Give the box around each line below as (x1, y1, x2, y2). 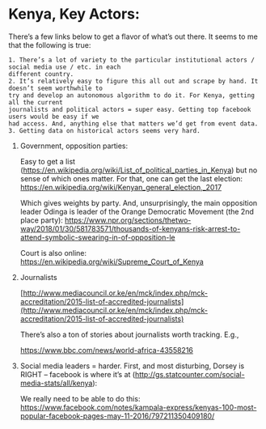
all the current (8, 98, 63, 106)
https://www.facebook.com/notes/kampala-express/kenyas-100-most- (19, 402, 257, 412)
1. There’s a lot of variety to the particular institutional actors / (8, 56, 255, 64)
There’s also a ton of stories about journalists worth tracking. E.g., (19, 329, 239, 339)
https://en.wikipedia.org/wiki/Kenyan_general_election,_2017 (19, 182, 222, 192)
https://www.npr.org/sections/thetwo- (64, 215, 192, 225)
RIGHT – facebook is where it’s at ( (19, 369, 136, 379)
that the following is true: (8, 40, 91, 49)
